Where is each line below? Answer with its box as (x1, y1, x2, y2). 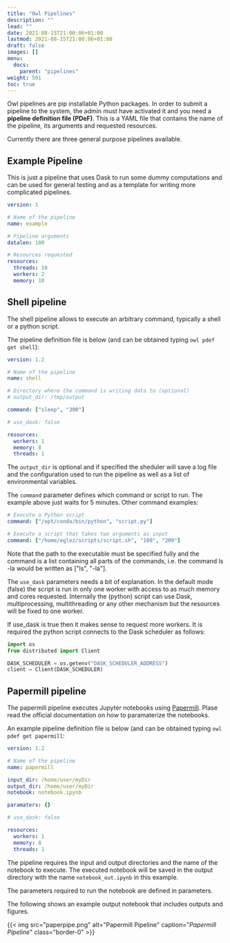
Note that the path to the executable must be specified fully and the (7, 550, 200, 558)
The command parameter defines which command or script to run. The (7, 491, 203, 499)
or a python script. (7, 322, 60, 330)
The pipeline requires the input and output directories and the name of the (7, 858, 218, 866)
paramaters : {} (7, 801, 51, 808)
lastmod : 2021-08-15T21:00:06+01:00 (7, 36, 113, 43)
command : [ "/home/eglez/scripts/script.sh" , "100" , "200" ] (7, 536, 181, 544)
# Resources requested (7, 251, 73, 259)
